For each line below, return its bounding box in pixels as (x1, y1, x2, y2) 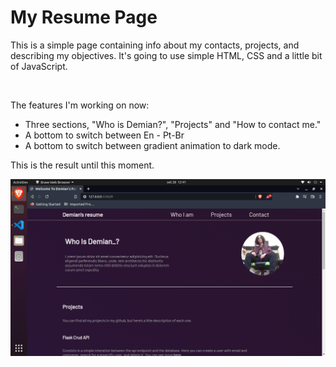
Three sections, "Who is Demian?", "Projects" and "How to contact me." (24, 118, 322, 130)
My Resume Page (10, 6, 158, 29)
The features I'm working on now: (10, 99, 150, 111)
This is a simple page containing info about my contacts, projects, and (10, 39, 300, 51)
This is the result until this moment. (10, 159, 155, 171)
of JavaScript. (10, 60, 68, 72)
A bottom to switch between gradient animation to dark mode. (24, 139, 281, 151)
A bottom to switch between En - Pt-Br (24, 129, 185, 141)
